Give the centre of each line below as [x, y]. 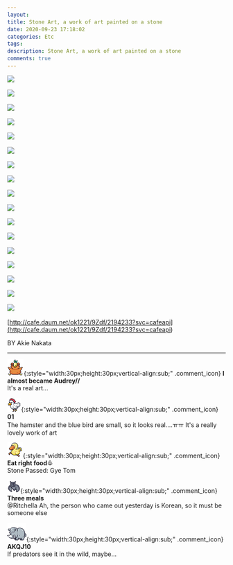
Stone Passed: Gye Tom [42, 470]
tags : [15, 44]
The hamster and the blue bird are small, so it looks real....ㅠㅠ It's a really [112, 425]
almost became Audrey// [44, 381]
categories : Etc [31, 37]
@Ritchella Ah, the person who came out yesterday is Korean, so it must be [114, 505]
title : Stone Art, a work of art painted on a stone [85, 22]
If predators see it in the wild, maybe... [62, 554]
